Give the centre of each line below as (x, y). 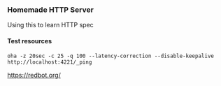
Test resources (30, 41)
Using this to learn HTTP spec (51, 25)
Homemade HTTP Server (51, 10)
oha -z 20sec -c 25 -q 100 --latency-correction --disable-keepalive (111, 56)
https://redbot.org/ (34, 75)
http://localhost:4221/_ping (50, 62)
